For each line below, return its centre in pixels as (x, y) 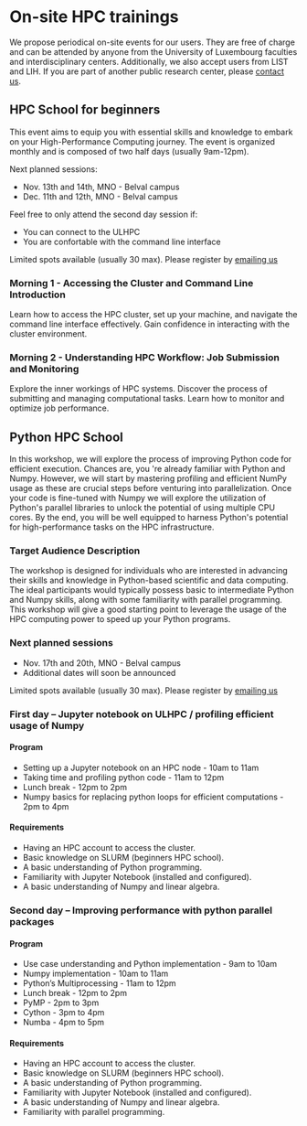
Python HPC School (66, 437)
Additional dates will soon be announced (99, 672)
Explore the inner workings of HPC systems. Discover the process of (138, 389)
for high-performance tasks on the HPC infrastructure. (112, 527)
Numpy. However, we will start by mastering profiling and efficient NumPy (148, 478)
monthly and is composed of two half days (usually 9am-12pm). (129, 151)
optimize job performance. (59, 408)
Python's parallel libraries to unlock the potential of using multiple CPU (143, 508)
